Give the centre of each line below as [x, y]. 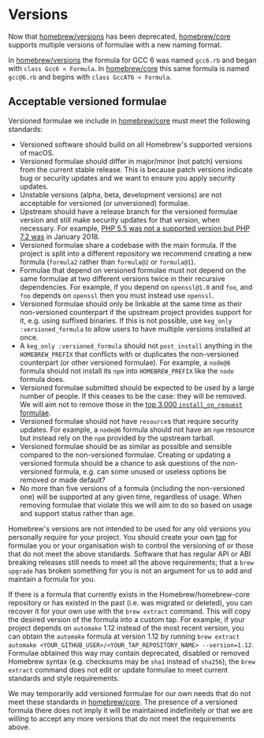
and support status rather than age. [77, 513]
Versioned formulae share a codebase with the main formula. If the [128, 245]
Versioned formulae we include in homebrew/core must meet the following [129, 121]
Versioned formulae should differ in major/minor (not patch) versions [131, 161]
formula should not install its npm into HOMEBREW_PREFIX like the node [127, 371]
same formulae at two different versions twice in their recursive [123, 279]
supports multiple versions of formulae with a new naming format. [115, 44]
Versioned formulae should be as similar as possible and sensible [126, 446]
